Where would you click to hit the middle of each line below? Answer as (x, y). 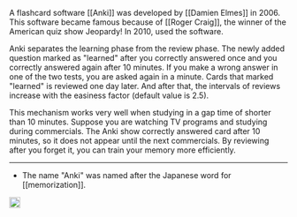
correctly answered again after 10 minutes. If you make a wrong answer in (144, 67)
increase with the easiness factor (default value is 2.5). (109, 95)
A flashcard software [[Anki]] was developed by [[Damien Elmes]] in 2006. (145, 13)
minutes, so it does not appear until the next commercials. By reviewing (139, 141)
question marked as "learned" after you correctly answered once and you (143, 58)
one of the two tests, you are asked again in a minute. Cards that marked (141, 77)
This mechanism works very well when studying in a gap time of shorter (140, 112)
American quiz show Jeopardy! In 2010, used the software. (116, 31)
